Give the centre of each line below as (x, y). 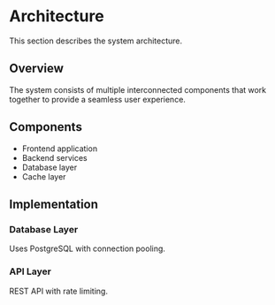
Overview (37, 69)
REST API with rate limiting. (59, 291)
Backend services (54, 157)
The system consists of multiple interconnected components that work (138, 89)
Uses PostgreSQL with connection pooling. (88, 248)
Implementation (54, 204)
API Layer (30, 271)
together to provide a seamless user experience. (97, 99)
